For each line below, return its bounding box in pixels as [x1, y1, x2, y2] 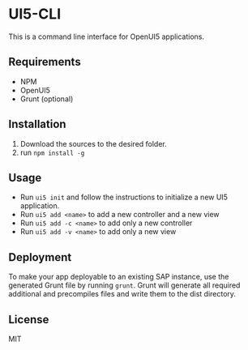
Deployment [8, 250, 72, 264]
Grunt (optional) [19, 94, 74, 104]
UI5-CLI [8, 5, 62, 23]
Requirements [8, 55, 81, 69]
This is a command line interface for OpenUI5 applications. [8, 32, 205, 41]
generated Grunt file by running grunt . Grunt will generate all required [8, 280, 241, 290]
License [8, 313, 49, 327]
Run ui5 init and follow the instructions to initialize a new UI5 [19, 192, 229, 203]
